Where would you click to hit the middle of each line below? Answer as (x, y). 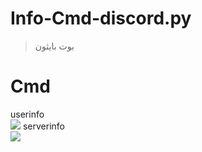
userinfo (27, 114)
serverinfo (43, 126)
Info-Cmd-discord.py (101, 18)
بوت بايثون (54, 46)
